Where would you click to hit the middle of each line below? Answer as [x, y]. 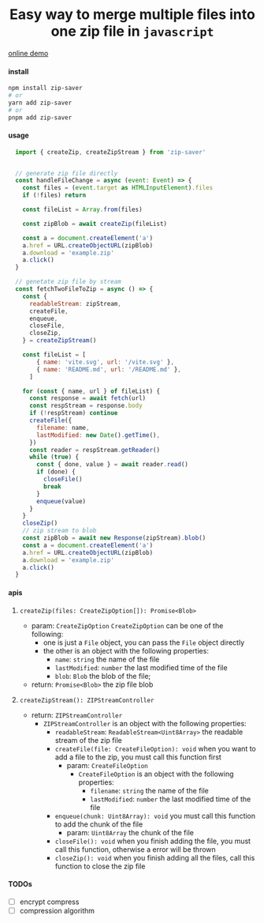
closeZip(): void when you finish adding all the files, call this [155, 857]
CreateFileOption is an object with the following [156, 774]
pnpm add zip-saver [40, 117]
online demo [28, 53]
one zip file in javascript [132, 31]
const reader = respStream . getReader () [94, 450]
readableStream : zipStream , [75, 303]
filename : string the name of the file [149, 790]
